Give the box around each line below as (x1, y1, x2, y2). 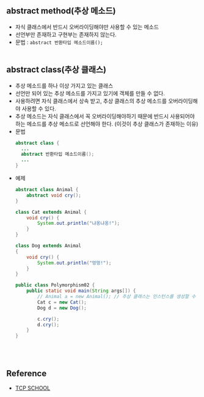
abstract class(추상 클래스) (6, 65, 107, 75)
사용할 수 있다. (21, 104, 56, 112)
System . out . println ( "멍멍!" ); (37, 260, 112, 266)
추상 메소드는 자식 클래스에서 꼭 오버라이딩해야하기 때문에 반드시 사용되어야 (15, 112, 195, 120)
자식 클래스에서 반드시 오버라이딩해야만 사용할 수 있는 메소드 (15, 23, 159, 31)
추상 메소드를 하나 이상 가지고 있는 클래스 (15, 82, 114, 89)
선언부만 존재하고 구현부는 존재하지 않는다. (15, 31, 117, 38)
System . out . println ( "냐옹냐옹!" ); (37, 220, 120, 227)
